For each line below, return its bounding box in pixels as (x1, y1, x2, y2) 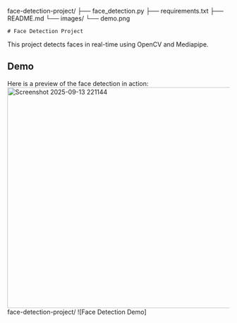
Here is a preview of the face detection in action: (7, 79, 149, 87)
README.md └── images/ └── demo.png (7, 14, 130, 23)
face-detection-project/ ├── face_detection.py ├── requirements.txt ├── (7, 7, 224, 15)
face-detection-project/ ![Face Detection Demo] (7, 307, 147, 316)
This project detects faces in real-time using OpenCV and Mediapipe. (7, 40, 209, 49)
